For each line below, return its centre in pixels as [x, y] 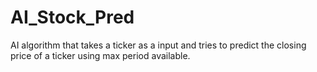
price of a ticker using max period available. [100, 55]
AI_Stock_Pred [72, 17]
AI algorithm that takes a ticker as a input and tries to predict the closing [158, 45]
